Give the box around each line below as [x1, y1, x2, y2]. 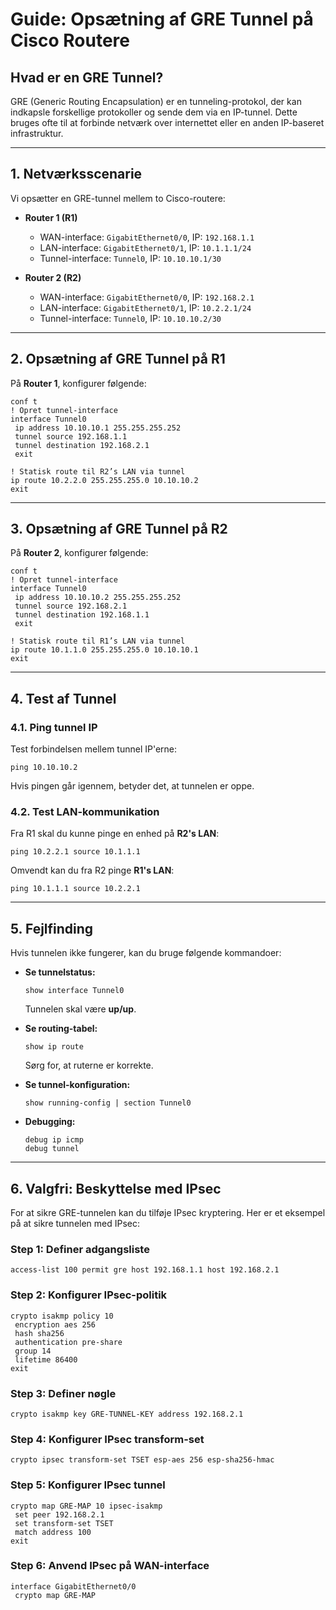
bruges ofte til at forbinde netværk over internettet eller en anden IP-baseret [10, 117, 325, 128]
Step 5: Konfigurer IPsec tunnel [10, 1478, 166, 1492]
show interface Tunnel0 [24, 986, 125, 996]
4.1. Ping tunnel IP [10, 720, 98, 734]
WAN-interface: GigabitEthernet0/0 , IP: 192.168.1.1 [39, 231, 255, 243]
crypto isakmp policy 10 [10, 1311, 114, 1321]
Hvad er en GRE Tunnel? [10, 69, 164, 86]
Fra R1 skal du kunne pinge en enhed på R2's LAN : [10, 828, 220, 840]
